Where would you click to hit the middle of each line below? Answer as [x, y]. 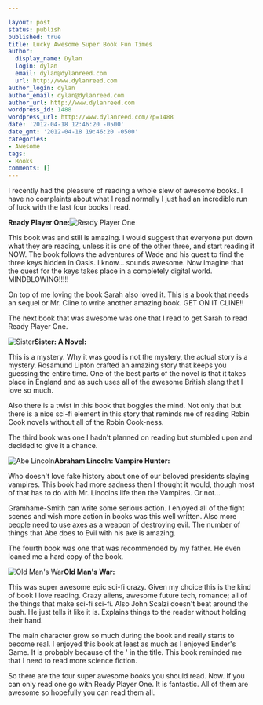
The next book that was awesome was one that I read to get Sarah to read [128, 318]
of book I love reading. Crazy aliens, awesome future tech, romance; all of [128, 595]
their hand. [26, 620]
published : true [35, 37]
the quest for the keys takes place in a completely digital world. [110, 271]
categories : [27, 139]
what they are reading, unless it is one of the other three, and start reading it [131, 246]
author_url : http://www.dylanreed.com [71, 103]
